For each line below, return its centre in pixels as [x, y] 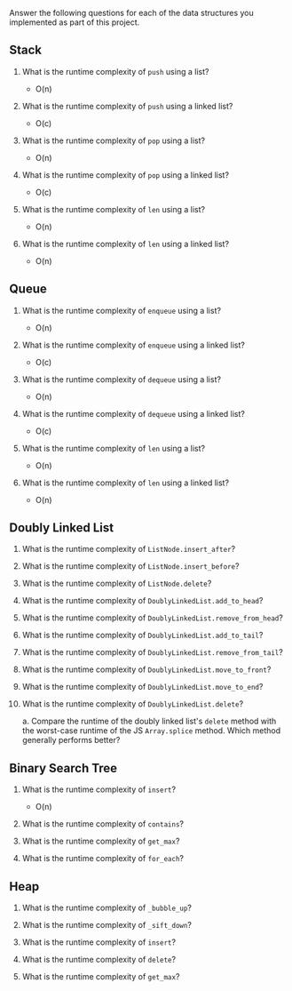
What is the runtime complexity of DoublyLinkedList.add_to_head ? [142, 601]
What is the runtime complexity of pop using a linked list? [125, 175]
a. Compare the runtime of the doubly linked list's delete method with [149, 721]
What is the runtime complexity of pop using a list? [114, 140]
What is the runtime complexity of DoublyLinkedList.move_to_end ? [142, 687]
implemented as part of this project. [75, 22]
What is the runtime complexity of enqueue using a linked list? [134, 345]
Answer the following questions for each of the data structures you [132, 13]
